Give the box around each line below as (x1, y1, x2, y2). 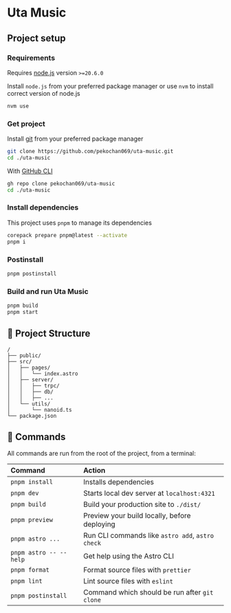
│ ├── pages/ (7, 364, 51, 371)
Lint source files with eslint (83, 576, 173, 586)
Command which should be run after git (83, 587, 214, 597)
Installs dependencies (83, 477, 155, 487)
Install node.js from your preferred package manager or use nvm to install (7, 81, 214, 90)
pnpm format (10, 566, 50, 574)
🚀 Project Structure (7, 328, 91, 339)
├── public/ (7, 352, 41, 359)
